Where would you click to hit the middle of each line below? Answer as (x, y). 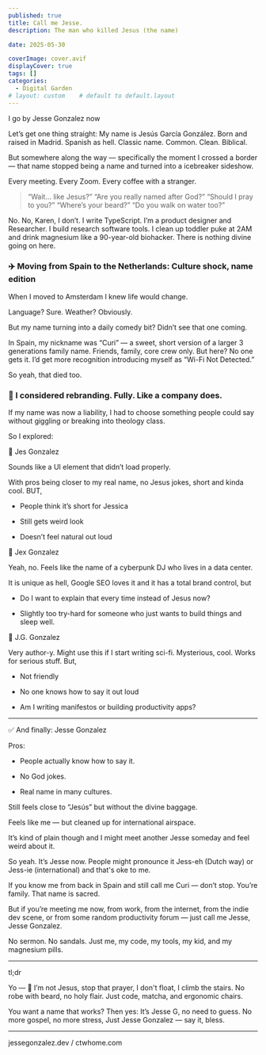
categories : (28, 81)
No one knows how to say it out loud (79, 692)
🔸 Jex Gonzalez (34, 552)
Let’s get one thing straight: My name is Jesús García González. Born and (128, 133)
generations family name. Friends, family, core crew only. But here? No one (131, 351)
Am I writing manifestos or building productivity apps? (108, 707)
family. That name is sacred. (54, 894)
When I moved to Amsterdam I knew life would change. (98, 296)
